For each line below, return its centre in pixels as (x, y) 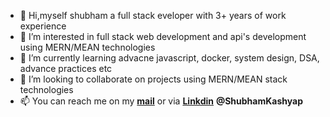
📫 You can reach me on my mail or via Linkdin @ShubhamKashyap (161, 101)
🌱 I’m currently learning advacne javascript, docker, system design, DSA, (169, 58)
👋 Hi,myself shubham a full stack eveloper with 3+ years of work (153, 15)
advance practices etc (66, 68)
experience (43, 26)
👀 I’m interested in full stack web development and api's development (163, 36)
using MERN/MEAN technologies (87, 47)
